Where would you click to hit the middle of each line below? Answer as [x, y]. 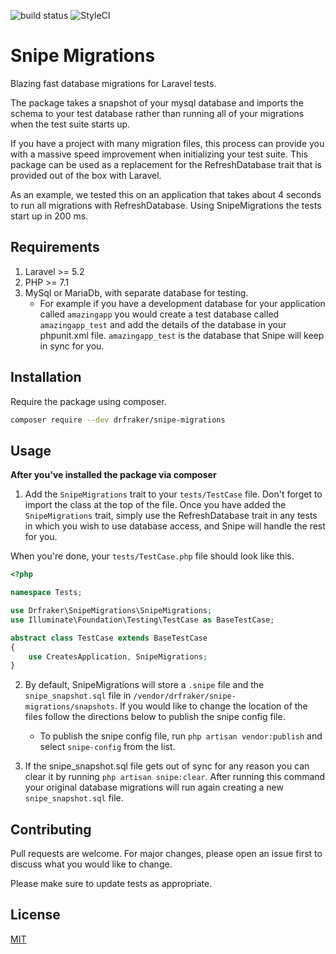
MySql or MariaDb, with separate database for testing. [136, 292]
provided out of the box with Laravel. [86, 175]
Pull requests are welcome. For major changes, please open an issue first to [166, 854]
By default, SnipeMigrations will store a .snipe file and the [144, 685]
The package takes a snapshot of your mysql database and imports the [157, 102]
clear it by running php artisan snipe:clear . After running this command [175, 777]
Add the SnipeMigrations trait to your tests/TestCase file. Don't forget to [173, 494]
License [35, 915]
